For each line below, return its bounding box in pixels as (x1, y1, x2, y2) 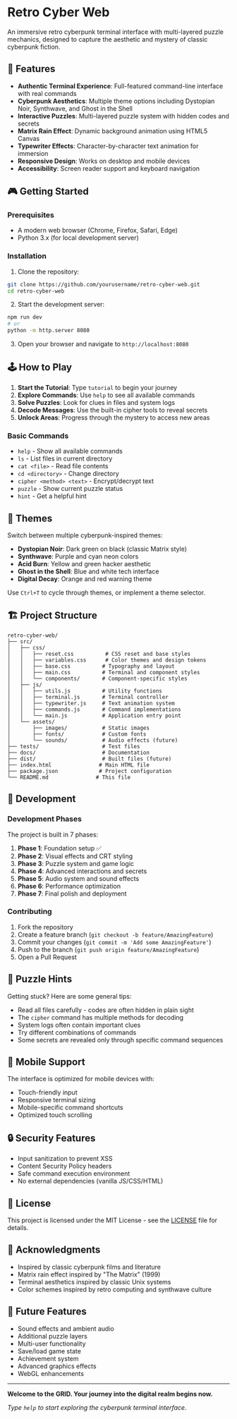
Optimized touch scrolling (17, 1111, 93, 1119)
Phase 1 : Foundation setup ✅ (17, 844, 102, 852)
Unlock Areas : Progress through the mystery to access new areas (17, 413, 210, 422)
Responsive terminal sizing (17, 1096, 96, 1104)
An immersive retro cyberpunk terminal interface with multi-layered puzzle (7, 28, 224, 36)
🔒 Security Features (7, 1132, 96, 1144)
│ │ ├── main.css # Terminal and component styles (7, 669, 200, 676)
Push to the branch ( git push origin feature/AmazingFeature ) (17, 945, 200, 954)
